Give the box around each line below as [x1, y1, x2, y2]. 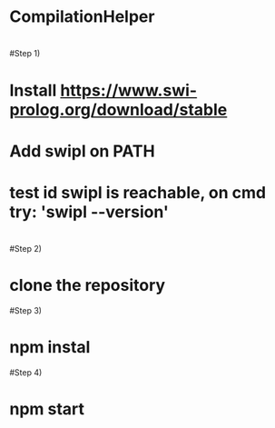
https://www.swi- [60, 80, 198, 101]
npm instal [9, 337, 91, 358]
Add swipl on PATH [9, 141, 156, 161]
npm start [9, 399, 84, 420]
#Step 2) [9, 244, 43, 254]
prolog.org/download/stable [9, 99, 228, 120]
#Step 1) [9, 48, 41, 59]
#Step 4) [9, 367, 43, 378]
